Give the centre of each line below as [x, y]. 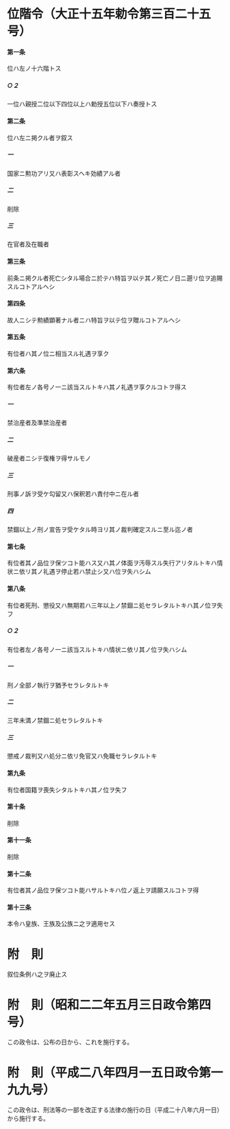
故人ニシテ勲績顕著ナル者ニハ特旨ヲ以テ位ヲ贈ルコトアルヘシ [94, 320]
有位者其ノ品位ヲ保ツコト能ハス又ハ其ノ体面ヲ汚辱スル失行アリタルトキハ [112, 563]
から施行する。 [28, 1119]
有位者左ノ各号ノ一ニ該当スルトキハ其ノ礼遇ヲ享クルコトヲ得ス [97, 387]
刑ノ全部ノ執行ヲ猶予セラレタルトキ [58, 685]
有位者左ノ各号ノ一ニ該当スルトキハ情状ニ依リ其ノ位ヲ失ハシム [97, 649]
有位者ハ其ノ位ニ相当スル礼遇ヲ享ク [58, 353]
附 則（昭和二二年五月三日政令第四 [109, 1004]
